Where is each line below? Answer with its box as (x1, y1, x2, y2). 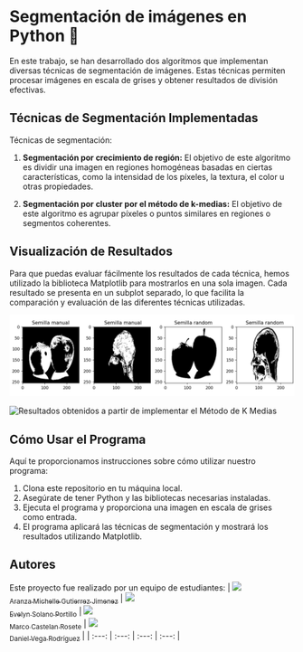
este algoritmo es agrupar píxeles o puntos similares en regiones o (22, 208, 271, 219)
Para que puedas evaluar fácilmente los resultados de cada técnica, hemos (9, 268, 289, 279)
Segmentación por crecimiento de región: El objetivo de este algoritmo (22, 152, 291, 163)
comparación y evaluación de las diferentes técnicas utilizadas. (9, 297, 246, 307)
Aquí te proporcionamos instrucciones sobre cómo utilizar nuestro (9, 456, 256, 467)
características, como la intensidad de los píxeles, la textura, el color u (22, 171, 285, 182)
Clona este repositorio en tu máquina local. (22, 483, 183, 494)
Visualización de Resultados (9, 244, 174, 260)
